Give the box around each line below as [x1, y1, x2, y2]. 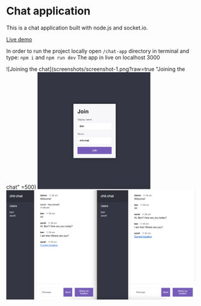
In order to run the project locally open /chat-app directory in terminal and [6, 47, 190, 55]
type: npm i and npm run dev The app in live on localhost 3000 [6, 54, 161, 61]
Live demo [6, 35, 32, 43]
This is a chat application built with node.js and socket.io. [6, 24, 149, 31]
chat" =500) [6, 183, 37, 191]
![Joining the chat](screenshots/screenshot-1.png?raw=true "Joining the [6, 65, 185, 73]
